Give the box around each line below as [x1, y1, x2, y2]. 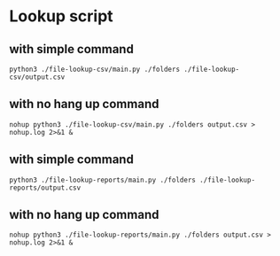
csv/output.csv [9, 73, 66, 81]
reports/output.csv [9, 183, 82, 192]
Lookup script [9, 6, 113, 27]
